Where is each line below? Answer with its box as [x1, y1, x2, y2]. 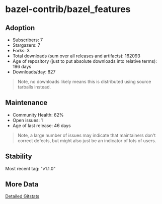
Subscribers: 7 [12, 37, 43, 43]
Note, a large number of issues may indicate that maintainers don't [17, 132, 156, 138]
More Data [5, 180, 39, 189]
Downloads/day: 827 [12, 69, 56, 75]
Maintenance [5, 98, 48, 107]
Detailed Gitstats [5, 193, 40, 199]
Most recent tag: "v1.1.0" [5, 165, 56, 171]
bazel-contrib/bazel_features [5, 4, 131, 15]
